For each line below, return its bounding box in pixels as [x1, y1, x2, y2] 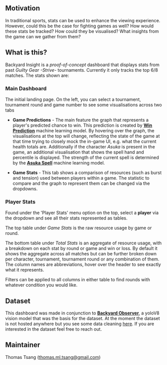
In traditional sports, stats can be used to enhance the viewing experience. [5, 17, 160, 23]
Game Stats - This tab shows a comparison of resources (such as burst [12, 169, 162, 176]
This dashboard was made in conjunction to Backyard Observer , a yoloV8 [5, 310, 160, 316]
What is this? [5, 48, 47, 57]
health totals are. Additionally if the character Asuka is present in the [12, 143, 155, 149]
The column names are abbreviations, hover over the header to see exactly [5, 262, 161, 268]
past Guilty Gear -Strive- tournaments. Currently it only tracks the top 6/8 [5, 67, 158, 73]
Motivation [5, 4, 40, 13]
